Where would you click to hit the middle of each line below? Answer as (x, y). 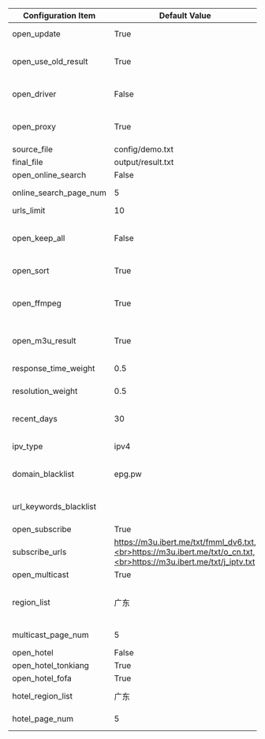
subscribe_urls (39, 552)
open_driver (34, 94)
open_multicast (41, 574)
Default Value (185, 15)
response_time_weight (54, 368)
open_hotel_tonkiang (50, 665)
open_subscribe (42, 529)
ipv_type (28, 446)
